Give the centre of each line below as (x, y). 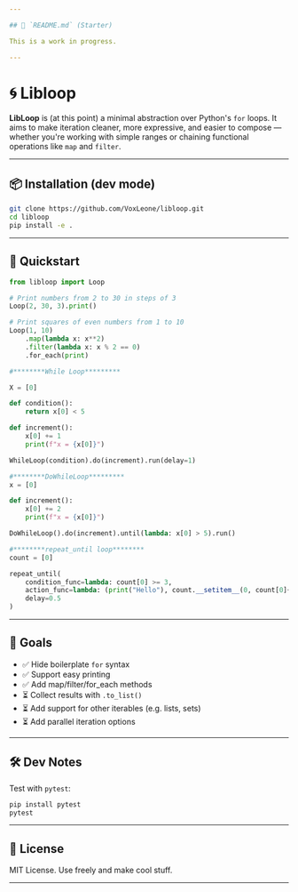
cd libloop (29, 217)
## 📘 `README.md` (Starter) (61, 25)
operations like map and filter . (65, 147)
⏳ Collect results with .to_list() (82, 695)
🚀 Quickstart (44, 262)
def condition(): (41, 404)
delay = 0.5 (43, 599)
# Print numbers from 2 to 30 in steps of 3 (93, 298)
